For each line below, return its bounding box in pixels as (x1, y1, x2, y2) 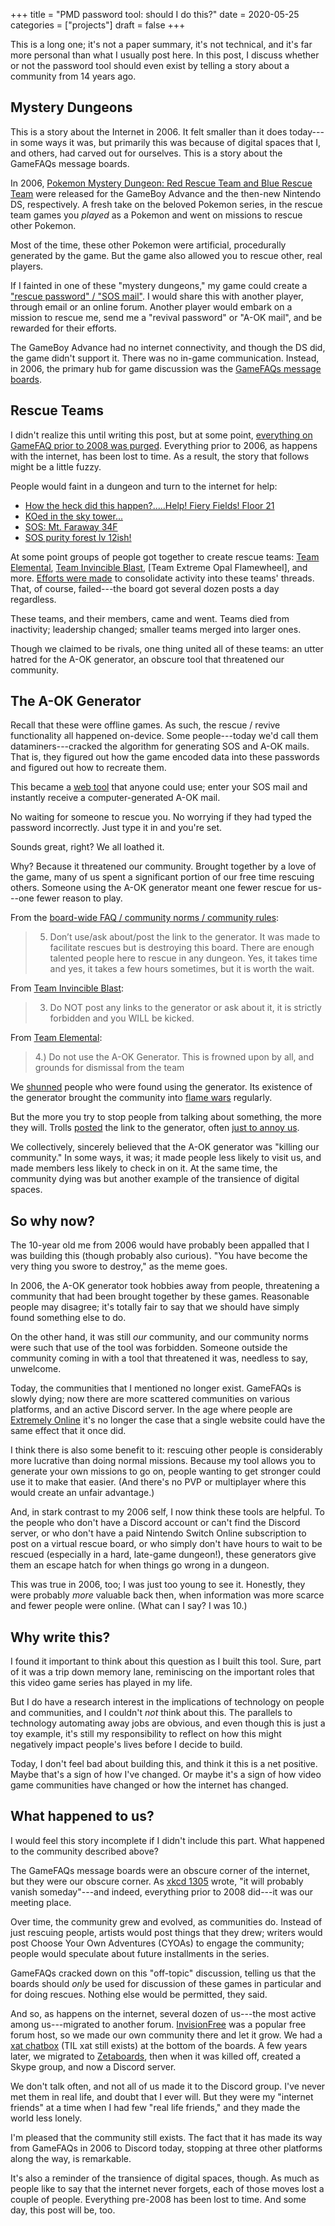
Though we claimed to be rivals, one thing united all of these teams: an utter (10, 642, 324, 654)
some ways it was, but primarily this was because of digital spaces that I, (19, 136, 322, 148)
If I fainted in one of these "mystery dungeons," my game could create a (10, 279, 308, 291)
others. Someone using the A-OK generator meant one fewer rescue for (10, 882, 307, 894)
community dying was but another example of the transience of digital (10, 1173, 300, 1185)
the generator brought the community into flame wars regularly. (10, 1092, 273, 1104)
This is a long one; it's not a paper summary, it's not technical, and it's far (10, 39, 313, 50)
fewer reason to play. (36, 892, 123, 904)
